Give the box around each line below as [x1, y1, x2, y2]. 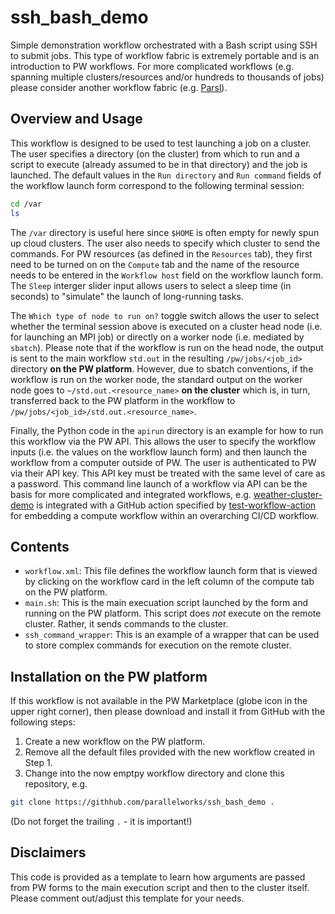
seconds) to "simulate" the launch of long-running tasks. [10, 290, 244, 302]
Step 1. [24, 757, 53, 769]
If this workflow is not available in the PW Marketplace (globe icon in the [10, 695, 308, 707]
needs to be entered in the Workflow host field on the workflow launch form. [10, 269, 324, 281]
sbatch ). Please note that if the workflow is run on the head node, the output [10, 341, 324, 353]
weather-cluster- [253, 488, 323, 500]
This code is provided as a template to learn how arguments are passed [10, 871, 306, 883]
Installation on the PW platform [10, 668, 208, 685]
